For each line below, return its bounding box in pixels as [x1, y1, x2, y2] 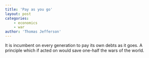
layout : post [5, 12, 31, 16]
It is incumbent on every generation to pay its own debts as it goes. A [5, 43, 143, 48]
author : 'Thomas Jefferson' [5, 29, 62, 34]
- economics [14, 20, 38, 25]
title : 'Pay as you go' [5, 7, 53, 12]
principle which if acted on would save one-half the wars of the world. [5, 47, 145, 53]
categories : [5, 16, 29, 21]
